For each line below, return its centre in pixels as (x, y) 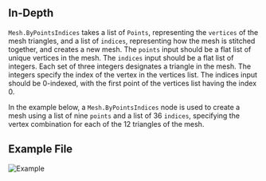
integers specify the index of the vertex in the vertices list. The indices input (133, 74)
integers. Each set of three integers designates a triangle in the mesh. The (130, 66)
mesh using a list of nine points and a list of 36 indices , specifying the (124, 116)
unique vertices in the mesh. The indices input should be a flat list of (121, 57)
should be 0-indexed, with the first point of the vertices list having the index (133, 83)
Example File (41, 150)
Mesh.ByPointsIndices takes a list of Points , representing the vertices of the (133, 32)
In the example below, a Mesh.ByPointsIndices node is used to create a (124, 107)
